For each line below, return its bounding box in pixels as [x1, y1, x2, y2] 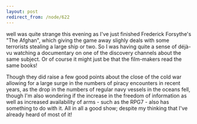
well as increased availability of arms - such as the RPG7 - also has [6, 98, 169, 105]
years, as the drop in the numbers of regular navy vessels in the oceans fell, [6, 86, 191, 93]
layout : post [6, 8, 38, 15]
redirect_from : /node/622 [6, 14, 70, 20]
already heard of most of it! [6, 110, 73, 118]
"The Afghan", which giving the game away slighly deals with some [6, 37, 170, 44]
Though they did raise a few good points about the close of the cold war [6, 73, 182, 80]
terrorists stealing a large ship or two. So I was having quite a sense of [6, 43, 177, 50]
